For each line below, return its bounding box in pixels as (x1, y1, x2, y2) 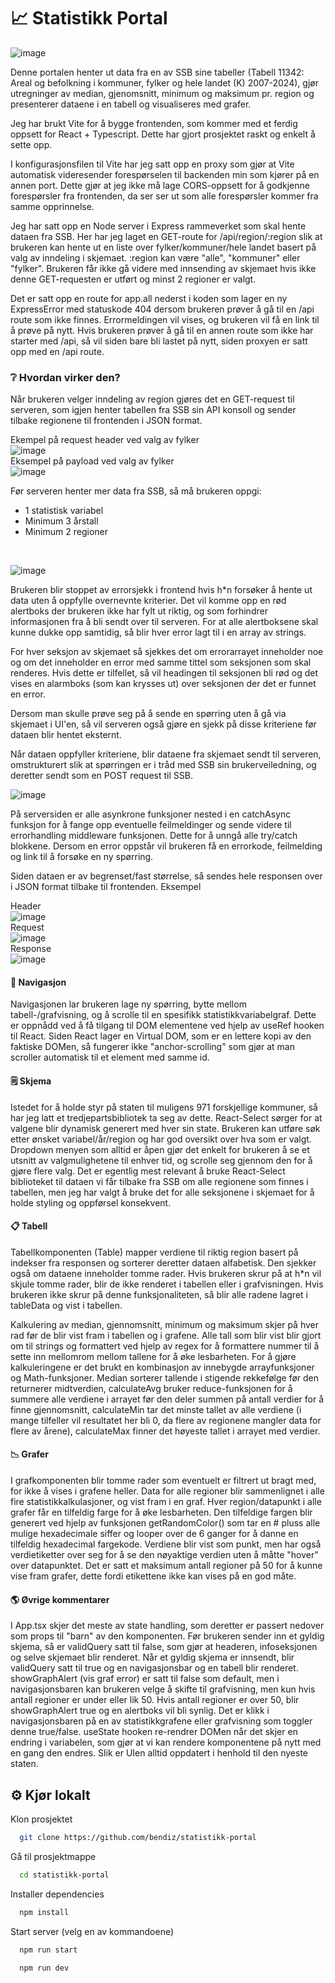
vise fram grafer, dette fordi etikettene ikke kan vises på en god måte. (10, 1570, 297, 1582)
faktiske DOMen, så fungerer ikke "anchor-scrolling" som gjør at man (10, 1041, 295, 1053)
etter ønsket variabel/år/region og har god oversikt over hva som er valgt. (10, 1133, 312, 1145)
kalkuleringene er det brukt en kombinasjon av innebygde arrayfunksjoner (10, 1361, 315, 1373)
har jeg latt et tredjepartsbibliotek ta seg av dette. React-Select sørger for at (10, 1111, 323, 1124)
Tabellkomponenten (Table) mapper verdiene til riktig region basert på (10, 1246, 299, 1258)
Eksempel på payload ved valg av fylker (10, 455, 175, 467)
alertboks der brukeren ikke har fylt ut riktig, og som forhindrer (10, 605, 268, 617)
